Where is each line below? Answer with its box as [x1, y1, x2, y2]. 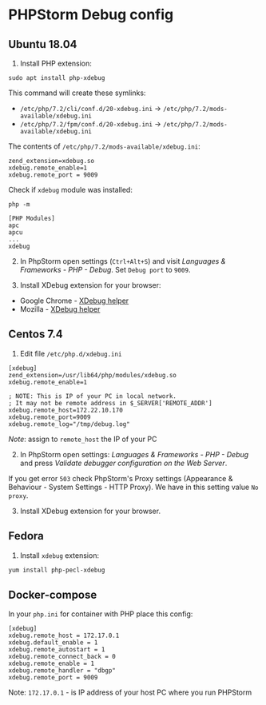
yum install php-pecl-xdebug [8, 566, 105, 574]
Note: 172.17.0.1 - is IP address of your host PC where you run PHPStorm [8, 687, 252, 697]
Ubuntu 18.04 [8, 38, 77, 51]
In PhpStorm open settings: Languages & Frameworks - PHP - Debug [19, 449, 249, 459]
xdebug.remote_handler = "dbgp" [8, 667, 116, 675]
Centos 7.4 [8, 328, 64, 341]
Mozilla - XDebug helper [19, 305, 101, 313]
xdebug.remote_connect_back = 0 [8, 653, 116, 661]
